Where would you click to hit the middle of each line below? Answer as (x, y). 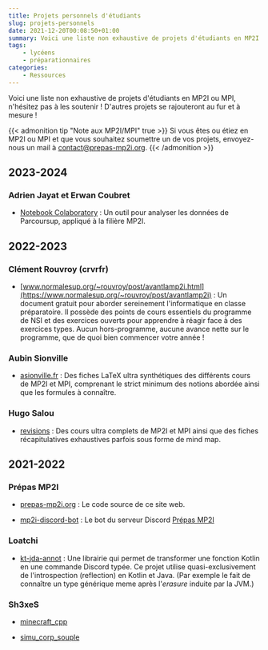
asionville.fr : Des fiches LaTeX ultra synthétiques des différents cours (135, 376)
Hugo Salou (31, 413)
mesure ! (23, 115)
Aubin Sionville (38, 358)
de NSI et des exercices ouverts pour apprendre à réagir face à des (131, 320)
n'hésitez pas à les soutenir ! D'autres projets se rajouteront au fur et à (124, 106)
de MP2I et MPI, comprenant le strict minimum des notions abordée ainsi (140, 384)
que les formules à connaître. (68, 393)
